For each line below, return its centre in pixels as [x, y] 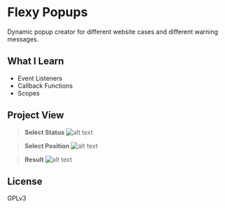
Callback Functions [45, 86]
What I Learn [36, 61]
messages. [23, 39]
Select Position [47, 145]
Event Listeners [40, 78]
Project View [36, 116]
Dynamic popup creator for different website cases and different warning [113, 32]
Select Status [45, 132]
